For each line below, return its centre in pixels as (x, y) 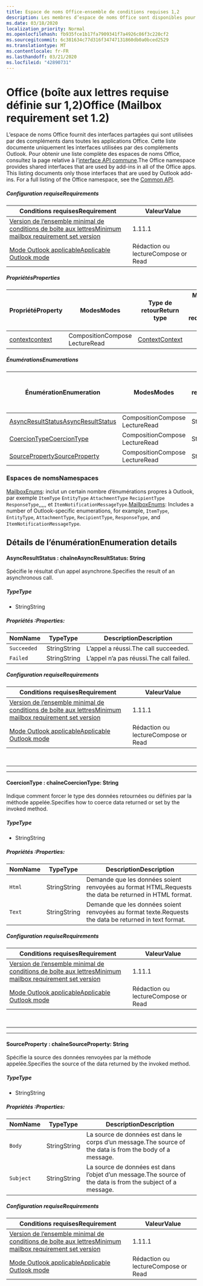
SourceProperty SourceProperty (54, 456)
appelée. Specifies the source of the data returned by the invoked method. (98, 1064)
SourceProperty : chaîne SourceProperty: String (67, 1044)
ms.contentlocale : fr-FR (37, 51)
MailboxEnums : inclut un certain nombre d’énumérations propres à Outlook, (100, 491)
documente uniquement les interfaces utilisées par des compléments (92, 147)
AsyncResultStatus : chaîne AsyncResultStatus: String (76, 558)
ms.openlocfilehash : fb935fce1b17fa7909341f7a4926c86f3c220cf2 (88, 34)
